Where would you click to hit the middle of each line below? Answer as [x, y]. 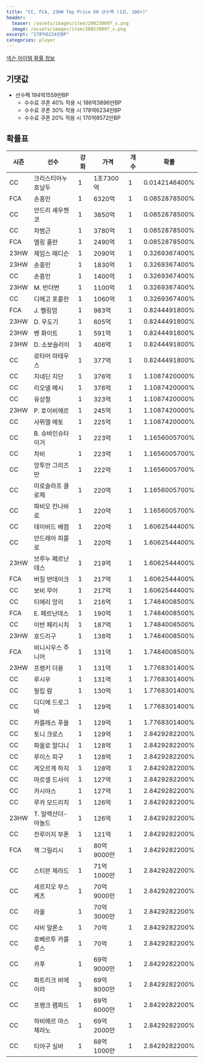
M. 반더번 [46, 287]
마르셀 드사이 [52, 779]
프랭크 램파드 [52, 1005]
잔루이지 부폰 [52, 834]
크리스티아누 [51, 178]
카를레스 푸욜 [52, 722]
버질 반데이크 [52, 579]
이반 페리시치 [52, 624]
